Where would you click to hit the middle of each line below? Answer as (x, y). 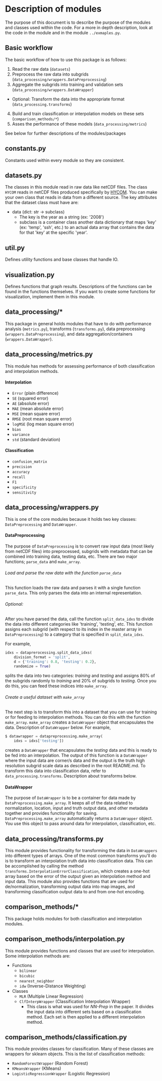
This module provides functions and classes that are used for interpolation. (80, 951)
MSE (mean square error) (36, 414)
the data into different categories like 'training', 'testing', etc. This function (79, 624)
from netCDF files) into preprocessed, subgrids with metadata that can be (79, 551)
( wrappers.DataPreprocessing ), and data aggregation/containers (69, 334)
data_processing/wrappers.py (52, 508)
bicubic (27, 976)
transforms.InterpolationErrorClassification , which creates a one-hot (77, 871)
